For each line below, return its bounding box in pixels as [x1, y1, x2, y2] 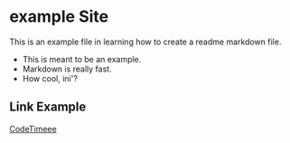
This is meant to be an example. [22, 53, 142, 64]
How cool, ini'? [22, 72, 79, 83]
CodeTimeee [9, 123, 57, 134]
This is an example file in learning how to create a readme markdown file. [9, 36, 282, 47]
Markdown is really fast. [22, 63, 112, 74]
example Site [9, 6, 109, 27]
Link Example [9, 100, 87, 115]
